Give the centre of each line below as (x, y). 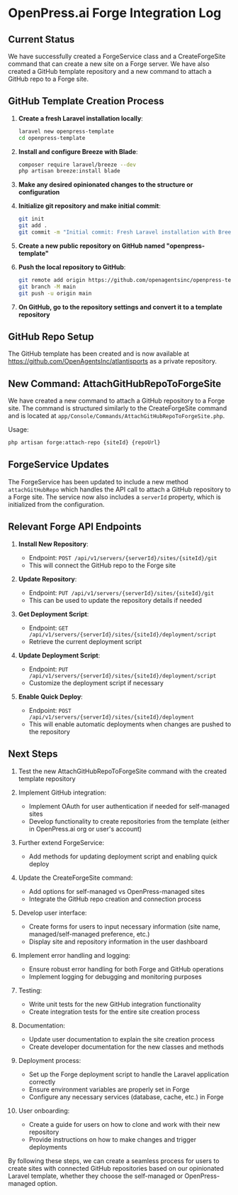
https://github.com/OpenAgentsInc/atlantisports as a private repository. (112, 361)
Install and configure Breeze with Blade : (78, 151)
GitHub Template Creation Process (86, 101)
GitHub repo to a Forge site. (49, 79)
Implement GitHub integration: (62, 792)
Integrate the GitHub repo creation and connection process (115, 899)
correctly (42, 1081)
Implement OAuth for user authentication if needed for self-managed (129, 806)
